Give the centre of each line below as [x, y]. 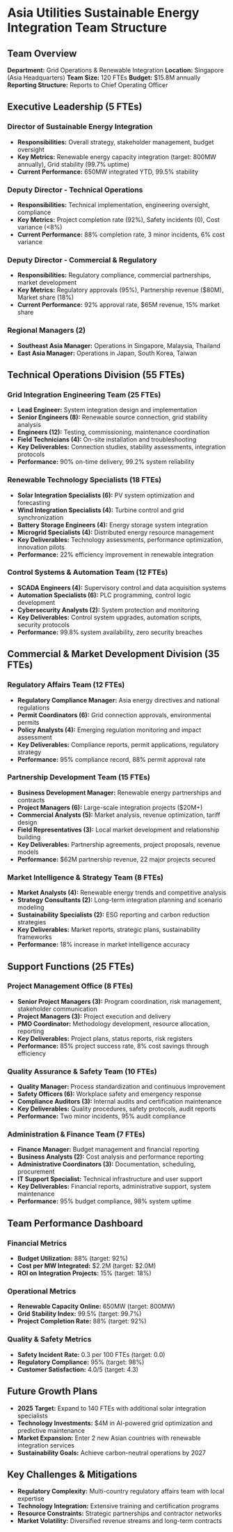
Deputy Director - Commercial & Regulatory [82, 260]
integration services [46, 1445]
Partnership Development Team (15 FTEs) [79, 777]
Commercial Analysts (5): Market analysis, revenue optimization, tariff [119, 815]
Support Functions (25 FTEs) [71, 967]
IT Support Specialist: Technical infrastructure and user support [110, 1179]
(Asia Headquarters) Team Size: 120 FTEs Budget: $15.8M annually [104, 77]
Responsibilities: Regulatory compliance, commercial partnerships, [114, 275]
